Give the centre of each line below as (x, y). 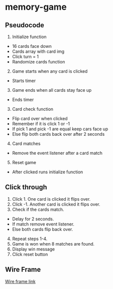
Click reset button (30, 254)
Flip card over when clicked (40, 118)
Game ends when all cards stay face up (52, 90)
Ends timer (23, 100)
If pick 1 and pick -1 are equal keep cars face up (60, 129)
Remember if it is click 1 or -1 (41, 124)
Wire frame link (20, 281)
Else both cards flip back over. (42, 229)
